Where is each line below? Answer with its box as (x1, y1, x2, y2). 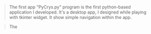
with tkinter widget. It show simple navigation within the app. (9, 15, 132, 20)
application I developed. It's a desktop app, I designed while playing (9, 9, 147, 15)
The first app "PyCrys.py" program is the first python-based (9, 4, 131, 10)
